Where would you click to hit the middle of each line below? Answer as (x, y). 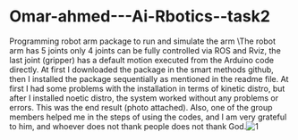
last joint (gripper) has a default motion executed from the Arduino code (142, 60)
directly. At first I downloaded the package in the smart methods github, (142, 70)
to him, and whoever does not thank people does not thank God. (128, 126)
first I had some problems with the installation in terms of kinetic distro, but (147, 88)
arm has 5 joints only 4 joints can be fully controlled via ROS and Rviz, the (145, 50)
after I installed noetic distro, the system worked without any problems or (144, 98)
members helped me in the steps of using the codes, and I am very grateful (148, 117)
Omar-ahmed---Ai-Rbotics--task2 (140, 16)
